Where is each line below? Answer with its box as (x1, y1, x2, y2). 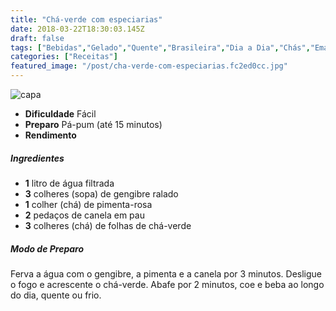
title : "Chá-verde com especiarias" (10, 14, 163, 25)
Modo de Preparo (10, 242, 85, 255)
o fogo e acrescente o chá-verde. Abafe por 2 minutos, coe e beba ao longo (10, 278, 325, 290)
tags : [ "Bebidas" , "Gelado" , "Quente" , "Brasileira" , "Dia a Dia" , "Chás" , (10, 42, 311, 53)
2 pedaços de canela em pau (24, 209, 145, 221)
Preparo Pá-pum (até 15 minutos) (24, 119, 163, 130)
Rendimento (24, 129, 77, 141)
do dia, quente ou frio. (10, 289, 102, 301)
